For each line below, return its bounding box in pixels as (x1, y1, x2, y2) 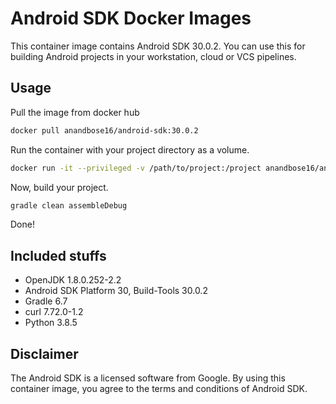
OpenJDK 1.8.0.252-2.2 (24, 274, 122, 286)
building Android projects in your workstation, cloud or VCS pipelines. (10, 50, 297, 62)
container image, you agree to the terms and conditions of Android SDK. (10, 383, 308, 394)
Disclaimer (10, 345, 79, 362)
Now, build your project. (10, 181, 109, 193)
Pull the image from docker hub (10, 106, 140, 118)
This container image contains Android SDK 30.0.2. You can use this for (10, 40, 306, 52)
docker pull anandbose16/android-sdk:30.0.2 (10, 125, 199, 136)
